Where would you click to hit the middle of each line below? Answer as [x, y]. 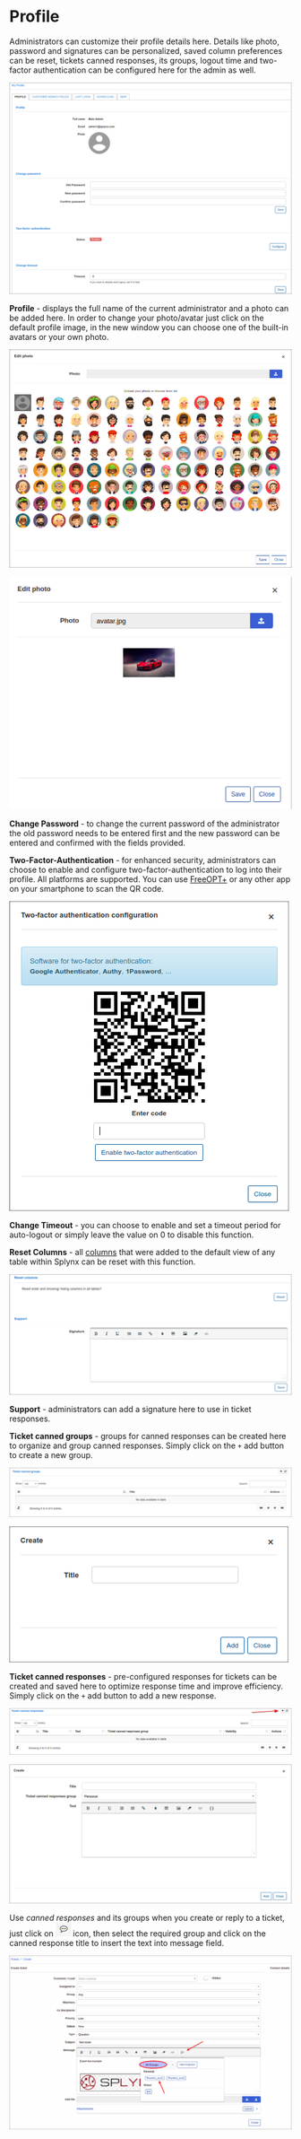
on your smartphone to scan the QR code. [86, 889]
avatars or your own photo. [59, 336]
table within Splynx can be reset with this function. [103, 1262]
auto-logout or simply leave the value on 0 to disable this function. [132, 1235]
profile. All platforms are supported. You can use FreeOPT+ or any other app [150, 879]
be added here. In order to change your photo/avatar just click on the [137, 318]
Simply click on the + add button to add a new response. [113, 1695]
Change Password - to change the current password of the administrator [145, 824]
